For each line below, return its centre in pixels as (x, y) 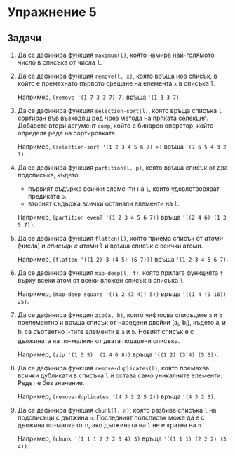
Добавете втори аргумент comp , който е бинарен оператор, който (115, 126)
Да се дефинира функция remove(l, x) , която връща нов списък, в (117, 76)
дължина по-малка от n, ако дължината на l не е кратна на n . (110, 424)
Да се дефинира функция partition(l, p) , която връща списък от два (122, 168)
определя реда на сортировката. (67, 133)
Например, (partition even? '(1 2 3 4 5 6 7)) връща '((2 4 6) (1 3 (122, 217)
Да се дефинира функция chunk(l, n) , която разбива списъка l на (117, 410)
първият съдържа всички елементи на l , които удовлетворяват (123, 189)
